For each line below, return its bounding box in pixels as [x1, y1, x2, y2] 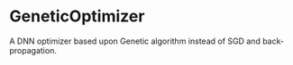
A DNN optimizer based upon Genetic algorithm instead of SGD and [9, 36, 261, 46]
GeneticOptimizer [9, 6, 145, 27]
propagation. [9, 45, 57, 55]
